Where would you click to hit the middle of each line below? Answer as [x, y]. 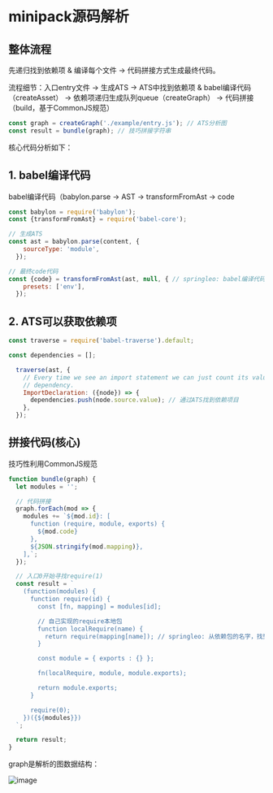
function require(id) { [70, 599]
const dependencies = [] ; [52, 355]
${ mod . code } [58, 532]
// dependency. [49, 385]
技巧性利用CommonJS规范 [53, 463]
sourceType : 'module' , [61, 249]
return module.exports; [78, 688]
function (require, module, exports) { [97, 524]
